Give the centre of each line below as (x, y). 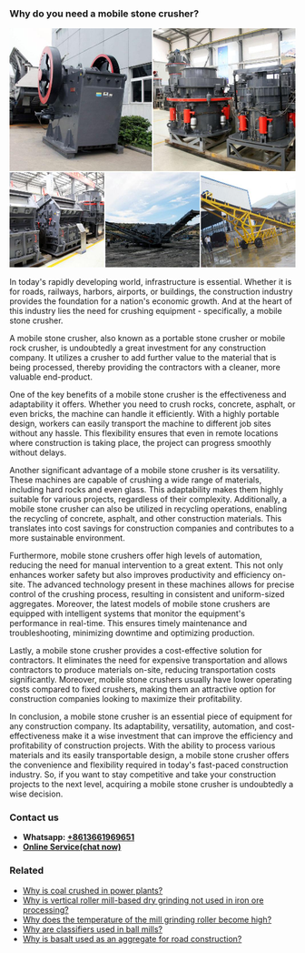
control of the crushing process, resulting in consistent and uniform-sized (147, 593)
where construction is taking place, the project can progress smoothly (141, 442)
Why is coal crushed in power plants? (93, 890)
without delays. (38, 452)
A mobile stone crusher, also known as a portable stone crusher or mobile (148, 338)
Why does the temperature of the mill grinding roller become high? (147, 919)
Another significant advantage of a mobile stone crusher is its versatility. (145, 470)
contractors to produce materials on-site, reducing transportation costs (143, 669)
